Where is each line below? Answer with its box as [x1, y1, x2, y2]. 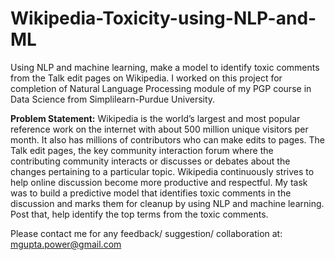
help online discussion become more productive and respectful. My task [10, 176, 308, 188]
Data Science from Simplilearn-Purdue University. [10, 93, 216, 105]
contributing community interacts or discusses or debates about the [10, 155, 291, 167]
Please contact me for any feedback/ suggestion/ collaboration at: [10, 227, 283, 239]
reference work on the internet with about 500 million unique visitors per [10, 123, 309, 135]
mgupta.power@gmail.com [10, 238, 122, 250]
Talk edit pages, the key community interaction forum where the [10, 144, 274, 156]
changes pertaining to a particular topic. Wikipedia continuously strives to [10, 165, 315, 177]
